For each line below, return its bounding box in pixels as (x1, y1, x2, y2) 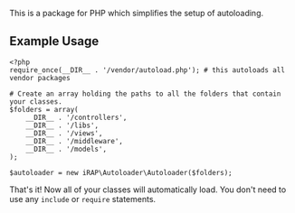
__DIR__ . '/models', (25, 144, 107, 153)
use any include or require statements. (9, 193, 157, 204)
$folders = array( (9, 105, 79, 114)
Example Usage (9, 33, 100, 49)
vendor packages (9, 73, 71, 82)
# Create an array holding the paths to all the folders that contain (9, 89, 281, 98)
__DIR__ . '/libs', (25, 121, 100, 130)
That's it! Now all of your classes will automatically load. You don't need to (9, 184, 287, 195)
